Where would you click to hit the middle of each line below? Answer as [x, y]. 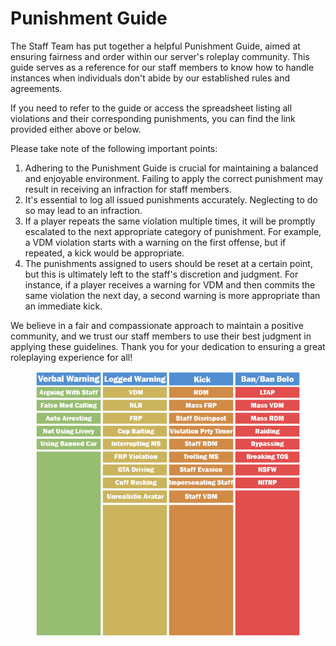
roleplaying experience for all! [71, 357]
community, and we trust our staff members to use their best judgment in [161, 336]
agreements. [36, 88]
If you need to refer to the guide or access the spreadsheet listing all [151, 108]
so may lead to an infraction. [83, 210]
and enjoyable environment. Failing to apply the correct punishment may [174, 178]
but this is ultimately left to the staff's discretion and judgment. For [161, 274]
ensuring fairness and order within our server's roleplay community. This [160, 56]
